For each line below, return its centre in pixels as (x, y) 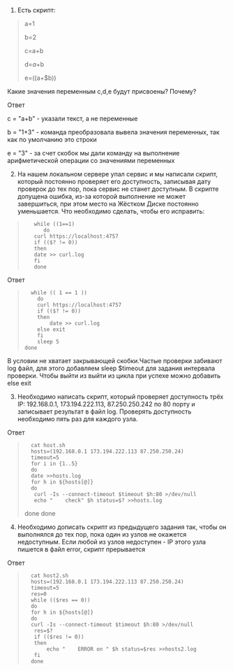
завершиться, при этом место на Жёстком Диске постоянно (108, 204)
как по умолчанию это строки (52, 140)
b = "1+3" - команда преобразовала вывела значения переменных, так (113, 132)
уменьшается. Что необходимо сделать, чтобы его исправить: (111, 211)
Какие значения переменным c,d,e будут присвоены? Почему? (102, 91)
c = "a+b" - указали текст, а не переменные (73, 119)
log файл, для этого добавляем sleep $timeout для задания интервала (111, 368)
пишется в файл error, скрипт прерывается (81, 549)
